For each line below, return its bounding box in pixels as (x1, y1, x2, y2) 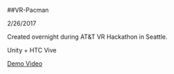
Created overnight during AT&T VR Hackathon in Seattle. (7, 33, 168, 41)
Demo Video (7, 59, 43, 68)
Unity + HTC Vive (7, 46, 57, 54)
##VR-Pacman (7, 6, 50, 14)
